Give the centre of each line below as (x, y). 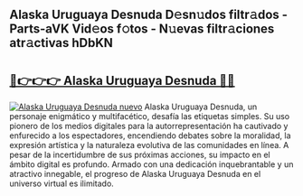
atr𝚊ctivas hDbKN (61, 43)
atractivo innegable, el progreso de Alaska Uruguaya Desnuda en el (135, 174)
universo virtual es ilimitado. (62, 183)
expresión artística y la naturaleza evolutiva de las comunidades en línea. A (149, 145)
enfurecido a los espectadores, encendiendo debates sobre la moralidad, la (150, 135)
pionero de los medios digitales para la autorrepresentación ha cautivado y (149, 126)
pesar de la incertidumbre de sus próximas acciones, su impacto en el (140, 154)
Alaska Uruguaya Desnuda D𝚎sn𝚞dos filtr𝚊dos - (148, 15)
